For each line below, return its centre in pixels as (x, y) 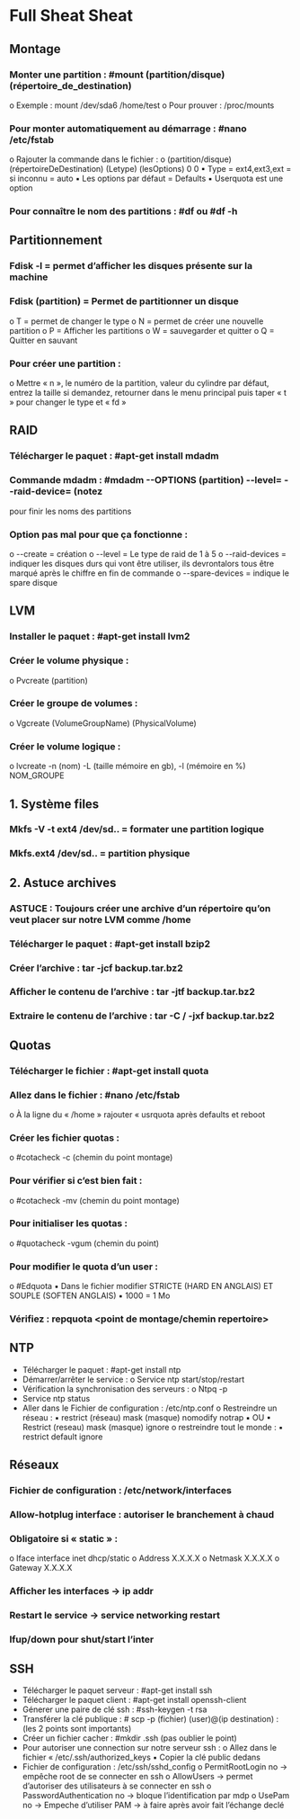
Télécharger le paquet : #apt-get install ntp (101, 1369)
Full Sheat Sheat (71, 16)
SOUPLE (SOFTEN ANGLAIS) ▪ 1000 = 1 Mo (90, 1295)
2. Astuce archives (63, 883)
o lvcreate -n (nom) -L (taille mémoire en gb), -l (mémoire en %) (128, 766)
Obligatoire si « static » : (64, 1539)
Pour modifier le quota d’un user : (84, 1267)
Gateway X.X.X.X (41, 1568)
